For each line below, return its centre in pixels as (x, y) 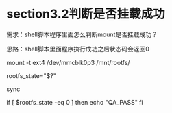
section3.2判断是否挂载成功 (86, 14)
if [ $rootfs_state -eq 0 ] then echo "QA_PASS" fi (75, 102)
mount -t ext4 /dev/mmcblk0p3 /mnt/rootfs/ (69, 62)
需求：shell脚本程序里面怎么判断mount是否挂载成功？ (82, 34)
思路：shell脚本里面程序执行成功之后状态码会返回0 (78, 49)
